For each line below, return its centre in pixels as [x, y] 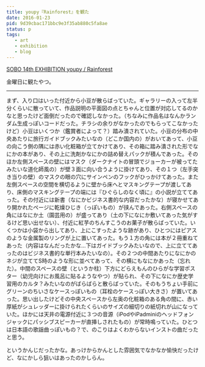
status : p [19, 29]
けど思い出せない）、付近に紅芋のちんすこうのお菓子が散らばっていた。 [101, 222]
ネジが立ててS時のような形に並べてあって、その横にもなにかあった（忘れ [99, 261]
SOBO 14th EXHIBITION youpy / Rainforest [59, 69]
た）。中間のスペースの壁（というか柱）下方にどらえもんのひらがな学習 [95, 268]
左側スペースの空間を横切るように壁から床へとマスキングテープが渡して [96, 184]
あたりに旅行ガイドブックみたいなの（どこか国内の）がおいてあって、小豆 [105, 139]
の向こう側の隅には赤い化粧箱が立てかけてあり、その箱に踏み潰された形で [100, 146]
